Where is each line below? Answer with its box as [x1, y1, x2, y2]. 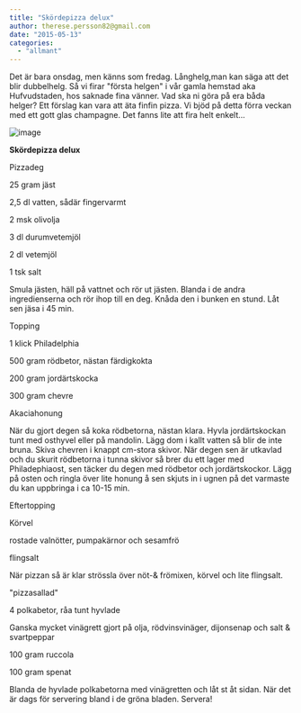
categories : [9, 38, 54, 48]
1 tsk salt [9, 266, 42, 277]
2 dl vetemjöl [9, 249, 58, 260]
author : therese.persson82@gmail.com [9, 22, 151, 31]
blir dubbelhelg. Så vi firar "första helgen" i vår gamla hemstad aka [9, 81, 256, 92]
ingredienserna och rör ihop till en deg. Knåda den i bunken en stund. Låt [9, 293, 279, 304]
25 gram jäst [9, 179, 56, 190]
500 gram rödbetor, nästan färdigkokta [9, 356, 153, 366]
